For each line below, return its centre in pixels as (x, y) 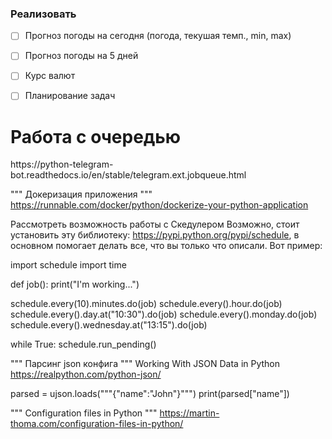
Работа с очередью (96, 136)
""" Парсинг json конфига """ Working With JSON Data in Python (145, 364)
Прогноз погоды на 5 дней (81, 56)
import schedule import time (68, 265)
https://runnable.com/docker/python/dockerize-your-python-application (159, 205)
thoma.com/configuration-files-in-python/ (97, 424)
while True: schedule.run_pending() (83, 344)
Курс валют (50, 76)
